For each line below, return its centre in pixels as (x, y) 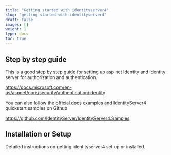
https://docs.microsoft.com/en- (39, 87)
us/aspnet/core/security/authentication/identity (55, 92)
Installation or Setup (39, 134)
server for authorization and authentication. (51, 77)
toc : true (16, 39)
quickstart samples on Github (36, 108)
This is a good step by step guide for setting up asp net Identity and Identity (85, 72)
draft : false (19, 20)
